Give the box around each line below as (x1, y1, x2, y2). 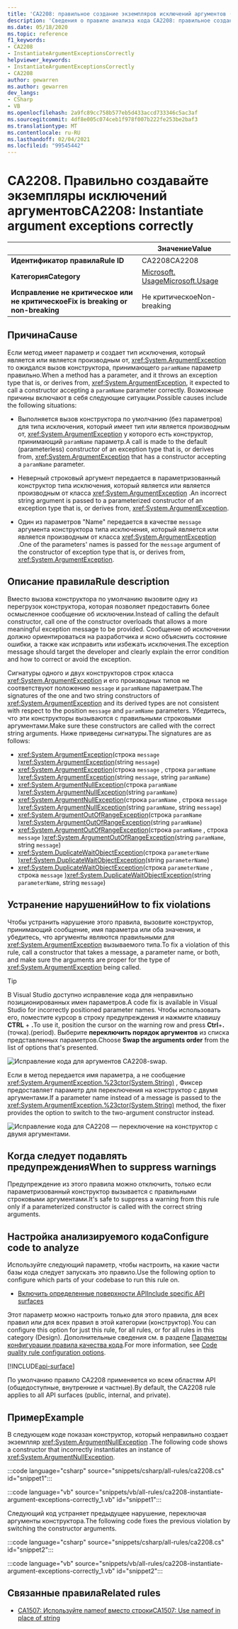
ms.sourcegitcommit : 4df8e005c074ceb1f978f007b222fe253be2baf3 (7, 116, 198, 123)
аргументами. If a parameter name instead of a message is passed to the (7, 1093, 222, 1101)
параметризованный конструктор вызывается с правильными (7, 1187, 197, 1196)
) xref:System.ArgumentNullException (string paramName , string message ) (17, 803, 222, 811)
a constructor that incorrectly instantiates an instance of (7, 1445, 171, 1454)
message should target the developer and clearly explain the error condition (7, 647, 229, 656)
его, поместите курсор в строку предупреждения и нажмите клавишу (7, 1013, 221, 1021)
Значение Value (157, 244, 212, 254)
